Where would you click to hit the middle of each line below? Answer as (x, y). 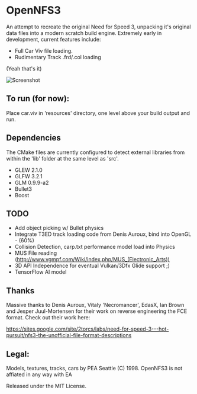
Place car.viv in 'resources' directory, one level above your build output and (98, 113)
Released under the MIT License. (46, 386)
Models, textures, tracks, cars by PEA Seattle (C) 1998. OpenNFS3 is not (94, 368)
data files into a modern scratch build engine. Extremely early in (84, 33)
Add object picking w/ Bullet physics (59, 228)
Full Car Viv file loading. (43, 50)
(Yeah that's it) (24, 68)
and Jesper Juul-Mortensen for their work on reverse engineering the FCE (97, 311)
